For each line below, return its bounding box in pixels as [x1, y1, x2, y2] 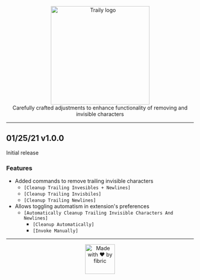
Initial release [6, 149, 39, 156]
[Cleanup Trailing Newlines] [23, 197, 96, 204]
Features [6, 163, 33, 172]
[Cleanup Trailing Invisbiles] [23, 191, 102, 197]
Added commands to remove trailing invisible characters [14, 178, 154, 185]
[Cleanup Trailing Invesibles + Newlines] [23, 185, 131, 191]
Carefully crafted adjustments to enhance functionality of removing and [12, 104, 188, 111]
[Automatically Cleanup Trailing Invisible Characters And [23, 210, 174, 216]
